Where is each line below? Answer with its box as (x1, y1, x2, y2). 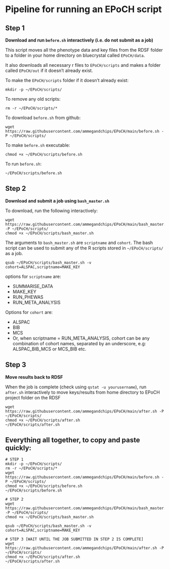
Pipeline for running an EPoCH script (5, 4, 162, 15)
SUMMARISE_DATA (12, 283, 53, 289)
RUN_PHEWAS (12, 294, 44, 300)
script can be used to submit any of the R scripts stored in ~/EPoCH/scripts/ (5, 245, 163, 251)
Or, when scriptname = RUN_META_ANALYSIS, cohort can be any (12, 335, 150, 341)
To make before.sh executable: (5, 142, 70, 148)
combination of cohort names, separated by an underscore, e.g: (12, 340, 146, 346)
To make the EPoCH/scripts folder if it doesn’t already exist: (5, 77, 129, 83)
